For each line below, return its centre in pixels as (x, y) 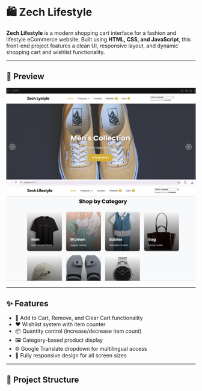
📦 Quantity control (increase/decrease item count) (78, 331)
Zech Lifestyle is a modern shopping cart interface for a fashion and (91, 33)
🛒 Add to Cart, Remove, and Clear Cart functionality (79, 318)
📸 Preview (25, 77)
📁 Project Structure (43, 380)
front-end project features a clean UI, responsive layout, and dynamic (92, 46)
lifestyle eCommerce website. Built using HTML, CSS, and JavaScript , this (99, 39)
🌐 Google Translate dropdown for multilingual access (81, 348)
